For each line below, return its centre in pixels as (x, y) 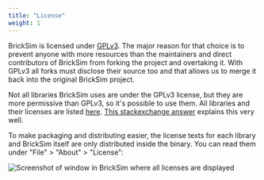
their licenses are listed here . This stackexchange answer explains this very (132, 111)
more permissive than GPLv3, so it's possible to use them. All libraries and (129, 103)
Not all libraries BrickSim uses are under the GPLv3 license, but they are (126, 94)
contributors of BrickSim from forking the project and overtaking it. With (126, 62)
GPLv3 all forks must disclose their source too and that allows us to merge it (132, 71)
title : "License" (37, 15)
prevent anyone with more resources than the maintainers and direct (120, 54)
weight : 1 (25, 23)
